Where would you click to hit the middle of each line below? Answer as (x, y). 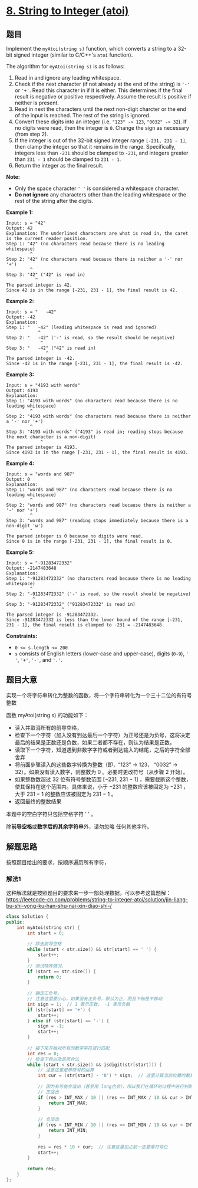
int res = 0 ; (43, 1054)
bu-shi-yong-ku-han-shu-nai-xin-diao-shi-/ (59, 905)
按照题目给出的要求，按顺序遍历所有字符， (58, 862)
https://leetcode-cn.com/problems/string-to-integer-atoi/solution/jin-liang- (97, 899)
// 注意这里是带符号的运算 (66, 1070)
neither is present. (37, 103)
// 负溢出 (48, 1120)
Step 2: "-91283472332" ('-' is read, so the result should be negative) (99, 594)
